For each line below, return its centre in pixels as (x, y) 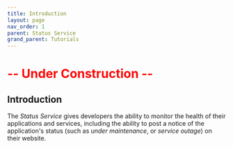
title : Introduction (37, 14)
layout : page (26, 20)
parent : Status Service (42, 33)
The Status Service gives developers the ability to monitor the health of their (116, 116)
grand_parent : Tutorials (43, 40)
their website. (27, 138)
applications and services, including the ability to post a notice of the (106, 124)
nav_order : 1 (26, 26)
